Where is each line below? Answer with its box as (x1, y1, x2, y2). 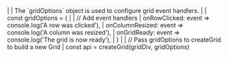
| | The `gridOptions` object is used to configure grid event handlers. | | (7, 7, 207, 14)
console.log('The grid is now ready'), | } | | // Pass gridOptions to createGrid (7, 35, 221, 44)
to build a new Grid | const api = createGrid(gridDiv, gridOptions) (7, 43, 190, 50)
